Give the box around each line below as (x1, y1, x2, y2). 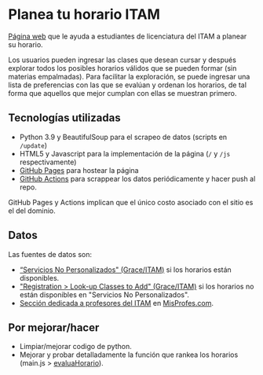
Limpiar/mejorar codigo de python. (19, 342, 132, 351)
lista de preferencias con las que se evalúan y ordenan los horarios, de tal (8, 80, 247, 90)
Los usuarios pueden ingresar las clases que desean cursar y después (8, 55, 237, 64)
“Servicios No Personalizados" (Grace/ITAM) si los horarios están (19, 265, 232, 274)
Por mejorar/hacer (8, 321, 100, 334)
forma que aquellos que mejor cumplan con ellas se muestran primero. (8, 88, 237, 97)
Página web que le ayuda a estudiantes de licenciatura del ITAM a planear (8, 31, 247, 41)
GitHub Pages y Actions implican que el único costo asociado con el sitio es (8, 197, 254, 207)
